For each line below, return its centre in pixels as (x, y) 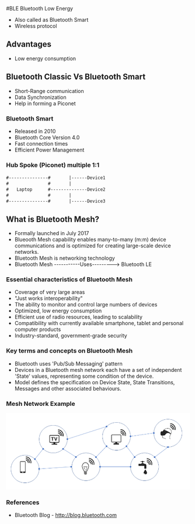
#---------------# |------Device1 (56, 178)
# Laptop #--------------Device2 (56, 189)
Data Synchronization (40, 97)
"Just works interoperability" (48, 298)
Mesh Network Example (41, 404)
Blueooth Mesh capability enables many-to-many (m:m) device (90, 240)
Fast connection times (41, 143)
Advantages (29, 44)
